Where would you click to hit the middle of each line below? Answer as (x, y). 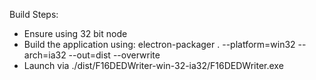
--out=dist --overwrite (114, 55)
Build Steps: (34, 14)
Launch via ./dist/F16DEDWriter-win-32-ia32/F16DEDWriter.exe (153, 65)
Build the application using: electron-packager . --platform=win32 (159, 44)
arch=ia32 (45, 55)
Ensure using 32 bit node (75, 33)
